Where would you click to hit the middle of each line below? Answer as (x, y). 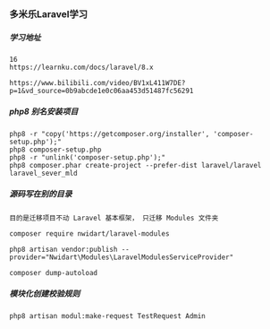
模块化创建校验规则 (45, 294)
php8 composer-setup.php (55, 150)
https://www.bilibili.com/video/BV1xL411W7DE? (97, 82)
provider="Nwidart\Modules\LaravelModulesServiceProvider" (122, 257)
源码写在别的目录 (41, 194)
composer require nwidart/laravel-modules (89, 234)
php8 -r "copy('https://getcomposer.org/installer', (110, 134)
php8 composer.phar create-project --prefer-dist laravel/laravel (135, 165)
